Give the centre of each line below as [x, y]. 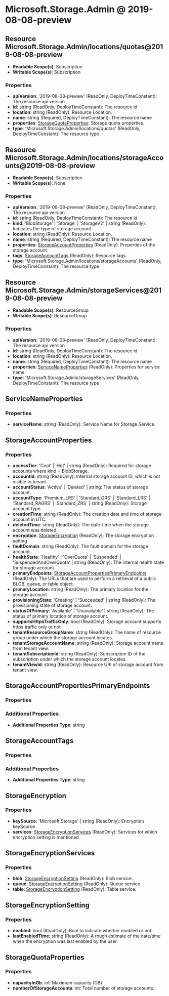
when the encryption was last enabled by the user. [65, 941]
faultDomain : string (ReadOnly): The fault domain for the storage [80, 546]
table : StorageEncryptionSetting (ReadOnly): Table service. [74, 889]
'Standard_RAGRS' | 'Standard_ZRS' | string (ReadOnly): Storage [80, 503]
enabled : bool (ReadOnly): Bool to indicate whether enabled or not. [82, 931]
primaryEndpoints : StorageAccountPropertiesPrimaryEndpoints [79, 573]
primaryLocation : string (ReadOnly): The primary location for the [80, 589]
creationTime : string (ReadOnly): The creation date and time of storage [87, 514]
